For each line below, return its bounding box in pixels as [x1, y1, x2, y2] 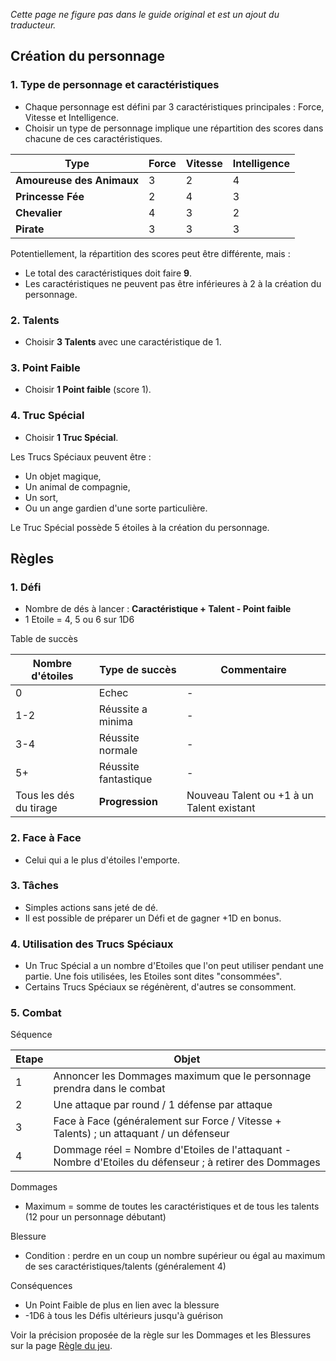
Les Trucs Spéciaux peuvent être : [10, 450, 152, 463]
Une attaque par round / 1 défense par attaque [53, 1098, 273, 1112]
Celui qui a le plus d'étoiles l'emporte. [24, 854, 180, 866]
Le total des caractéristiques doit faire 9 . [24, 267, 193, 279]
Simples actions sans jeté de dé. [24, 901, 159, 913]
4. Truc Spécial [10, 409, 85, 423]
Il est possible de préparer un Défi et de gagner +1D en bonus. [24, 912, 282, 924]
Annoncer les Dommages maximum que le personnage [53, 1069, 312, 1083]
